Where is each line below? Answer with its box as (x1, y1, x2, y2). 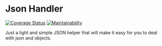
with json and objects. (5, 35, 52, 41)
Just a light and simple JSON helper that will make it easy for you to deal (5, 29, 157, 35)
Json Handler (5, 3, 64, 15)
